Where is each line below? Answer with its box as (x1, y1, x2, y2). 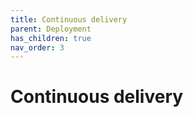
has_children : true (10, 33, 92, 43)
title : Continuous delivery (10, 14, 128, 25)
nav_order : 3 (10, 42, 65, 53)
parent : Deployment (10, 24, 92, 34)
